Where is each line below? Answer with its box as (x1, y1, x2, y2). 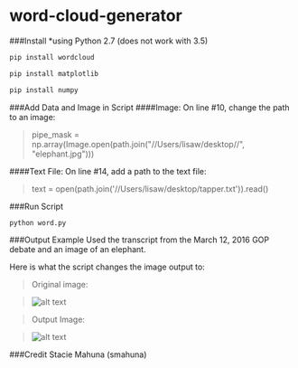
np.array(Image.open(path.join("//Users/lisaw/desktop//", (31, 138, 246, 149)
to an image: (9, 111, 56, 122)
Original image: (31, 279, 88, 290)
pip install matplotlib (9, 69, 99, 78)
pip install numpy (9, 85, 79, 95)
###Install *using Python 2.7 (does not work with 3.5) (9, 35, 209, 46)
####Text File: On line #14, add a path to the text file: (9, 165, 207, 176)
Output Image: (31, 314, 86, 326)
